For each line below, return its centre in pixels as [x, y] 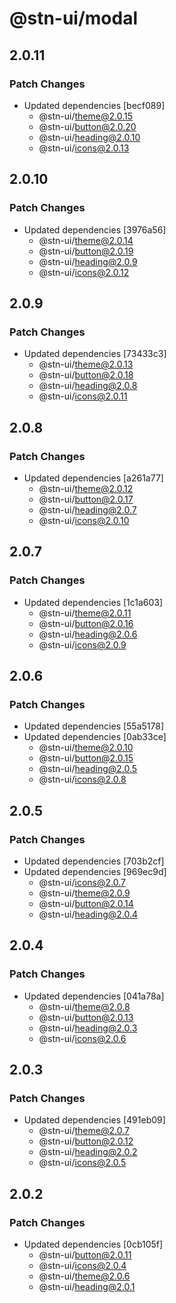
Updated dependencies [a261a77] [93, 478]
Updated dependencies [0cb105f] [93, 1244]
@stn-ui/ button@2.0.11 [85, 1255]
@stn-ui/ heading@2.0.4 [88, 914]
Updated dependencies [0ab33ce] [95, 737]
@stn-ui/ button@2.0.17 [86, 499]
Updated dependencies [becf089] [94, 105]
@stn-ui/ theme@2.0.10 [86, 748]
